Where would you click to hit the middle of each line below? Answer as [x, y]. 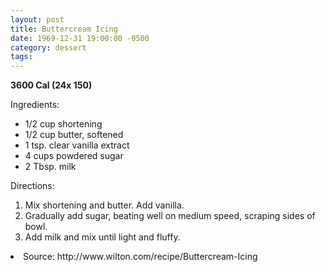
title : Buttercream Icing [64, 29]
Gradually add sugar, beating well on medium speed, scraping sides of [170, 216]
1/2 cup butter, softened [74, 135]
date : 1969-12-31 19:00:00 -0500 [80, 38]
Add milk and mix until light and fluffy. [102, 237]
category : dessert [48, 47]
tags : [21, 57]
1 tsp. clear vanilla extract [77, 145]
